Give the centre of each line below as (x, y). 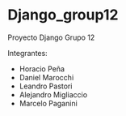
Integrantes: (27, 53)
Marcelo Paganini (48, 103)
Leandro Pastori (46, 86)
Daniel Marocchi (46, 77)
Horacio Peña (42, 69)
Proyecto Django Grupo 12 (51, 37)
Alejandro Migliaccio (53, 94)
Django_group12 (63, 15)
